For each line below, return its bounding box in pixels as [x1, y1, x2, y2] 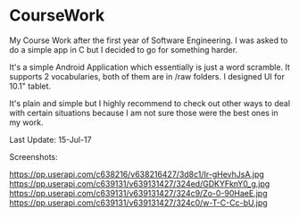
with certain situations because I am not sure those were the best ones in [9, 107, 278, 118]
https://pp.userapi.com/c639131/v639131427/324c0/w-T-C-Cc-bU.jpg [9, 197, 268, 208]
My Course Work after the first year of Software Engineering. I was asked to [9, 35, 288, 46]
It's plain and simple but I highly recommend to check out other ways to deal [9, 97, 291, 108]
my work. [9, 117, 44, 128]
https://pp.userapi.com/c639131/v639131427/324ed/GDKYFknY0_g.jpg [9, 178, 270, 188]
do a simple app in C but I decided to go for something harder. [9, 44, 238, 54]
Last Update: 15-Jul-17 [9, 134, 92, 145]
